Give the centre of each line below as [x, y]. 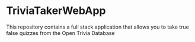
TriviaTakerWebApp [56, 11]
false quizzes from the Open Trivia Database [60, 33]
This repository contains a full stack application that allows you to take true [98, 27]
